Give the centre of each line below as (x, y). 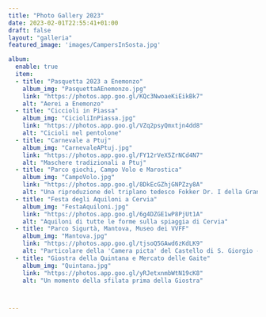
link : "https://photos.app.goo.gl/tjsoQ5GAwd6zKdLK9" (113, 244)
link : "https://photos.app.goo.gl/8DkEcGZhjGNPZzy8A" (113, 185)
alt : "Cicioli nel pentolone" (72, 133)
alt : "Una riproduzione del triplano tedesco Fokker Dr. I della (133, 192)
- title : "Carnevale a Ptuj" (63, 140)
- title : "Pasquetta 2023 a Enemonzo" (80, 81)
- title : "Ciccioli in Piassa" (67, 111)
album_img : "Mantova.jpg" (65, 236)
